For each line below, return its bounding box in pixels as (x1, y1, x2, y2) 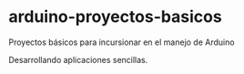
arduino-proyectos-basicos (8, 6, 222, 27)
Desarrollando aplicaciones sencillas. (8, 54, 148, 65)
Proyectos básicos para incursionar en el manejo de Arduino (8, 37, 235, 48)
